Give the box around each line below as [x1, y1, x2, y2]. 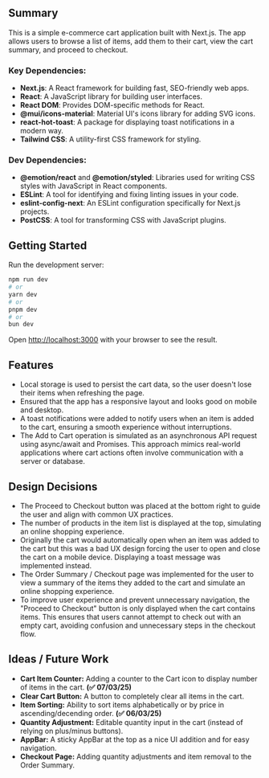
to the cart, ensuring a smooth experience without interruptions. [19, 422, 232, 432]
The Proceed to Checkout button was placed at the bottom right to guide [19, 501, 261, 510]
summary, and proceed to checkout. [8, 44, 128, 55]
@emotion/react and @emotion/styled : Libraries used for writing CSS [19, 173, 255, 182]
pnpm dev [8, 305, 38, 313]
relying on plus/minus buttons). [19, 726, 124, 735]
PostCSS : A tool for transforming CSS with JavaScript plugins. [19, 215, 226, 225]
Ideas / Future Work [8, 653, 109, 666]
